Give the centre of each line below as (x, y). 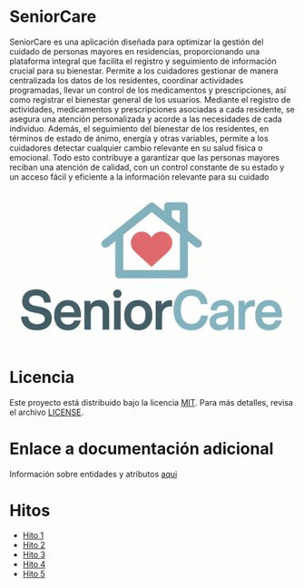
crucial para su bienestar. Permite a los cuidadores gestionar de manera (144, 71)
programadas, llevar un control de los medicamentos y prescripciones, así (148, 90)
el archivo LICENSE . (47, 412)
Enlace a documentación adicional (142, 449)
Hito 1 (33, 535)
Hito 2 (34, 545)
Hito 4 (34, 564)
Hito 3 (34, 554)
